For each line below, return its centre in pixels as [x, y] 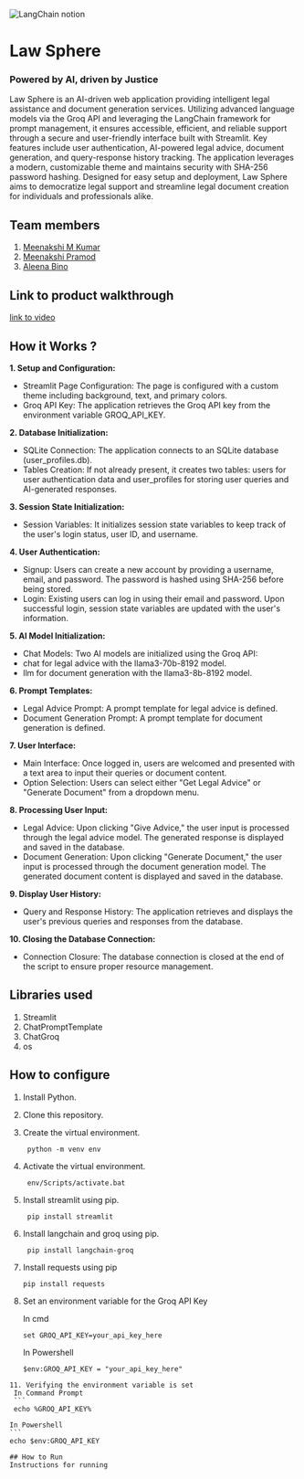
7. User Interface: [43, 745]
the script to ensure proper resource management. [118, 966]
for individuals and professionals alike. [81, 196]
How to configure [60, 1075]
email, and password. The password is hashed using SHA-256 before [153, 579]
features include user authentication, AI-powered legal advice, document [147, 148]
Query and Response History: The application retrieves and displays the [158, 911]
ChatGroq [41, 1036]
